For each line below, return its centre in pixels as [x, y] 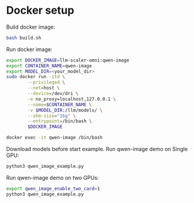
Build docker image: [31, 27]
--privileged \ [47, 82]
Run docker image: [29, 49]
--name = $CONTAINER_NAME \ [60, 104]
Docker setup [40, 10]
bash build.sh [24, 38]
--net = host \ [44, 88]
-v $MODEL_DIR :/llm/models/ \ [65, 110]
